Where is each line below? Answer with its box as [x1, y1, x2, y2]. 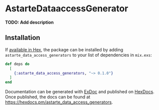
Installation [5, 34, 40, 42]
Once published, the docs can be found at [5, 94, 91, 100]
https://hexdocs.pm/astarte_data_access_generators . [5, 99, 113, 105]
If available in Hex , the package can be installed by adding [5, 46, 124, 52]
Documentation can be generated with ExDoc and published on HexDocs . [5, 89, 155, 95]
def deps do [5, 61, 30, 67]
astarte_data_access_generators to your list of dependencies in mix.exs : [5, 52, 152, 58]
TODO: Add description [5, 19, 54, 25]
